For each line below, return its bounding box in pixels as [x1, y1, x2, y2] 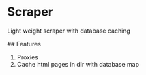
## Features [7, 40, 41, 48]
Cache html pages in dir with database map [16, 60, 140, 68]
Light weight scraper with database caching [7, 27, 131, 35]
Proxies [16, 52, 39, 61]
